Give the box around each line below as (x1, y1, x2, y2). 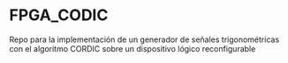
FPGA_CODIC (9, 5, 109, 25)
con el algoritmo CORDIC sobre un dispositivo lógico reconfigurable (9, 43, 256, 53)
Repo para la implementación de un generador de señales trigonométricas (9, 34, 280, 45)
